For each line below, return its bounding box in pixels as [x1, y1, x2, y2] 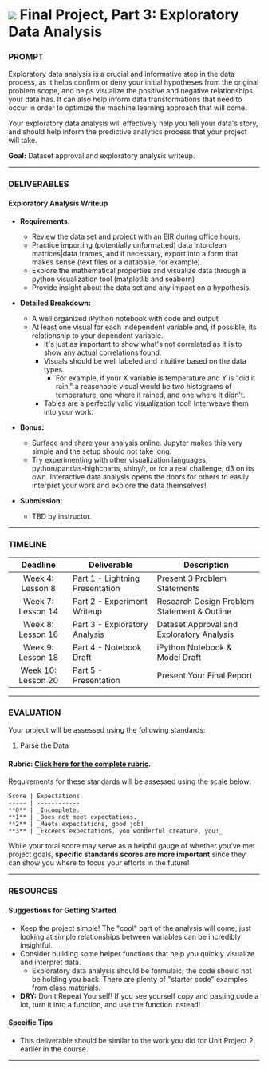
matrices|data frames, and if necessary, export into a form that [31, 248, 238, 258]
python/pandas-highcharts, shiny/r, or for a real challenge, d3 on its [31, 463, 254, 473]
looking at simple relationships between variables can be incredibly [19, 932, 242, 941]
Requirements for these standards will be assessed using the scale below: [8, 777, 252, 786]
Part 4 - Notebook [72, 642, 142, 653]
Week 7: [22, 595, 54, 606]
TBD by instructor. [31, 511, 92, 521]
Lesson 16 [18, 629, 59, 640]
